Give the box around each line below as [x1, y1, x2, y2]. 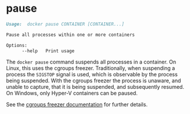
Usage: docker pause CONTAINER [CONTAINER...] [6, 21, 125, 27]
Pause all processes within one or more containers [6, 32, 135, 38]
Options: [6, 42, 28, 48]
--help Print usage [21, 48, 75, 54]
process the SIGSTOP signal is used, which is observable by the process [6, 71, 178, 78]
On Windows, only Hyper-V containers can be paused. [6, 90, 138, 97]
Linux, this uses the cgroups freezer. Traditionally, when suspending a [6, 65, 175, 72]
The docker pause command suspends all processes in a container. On [6, 58, 177, 66]
